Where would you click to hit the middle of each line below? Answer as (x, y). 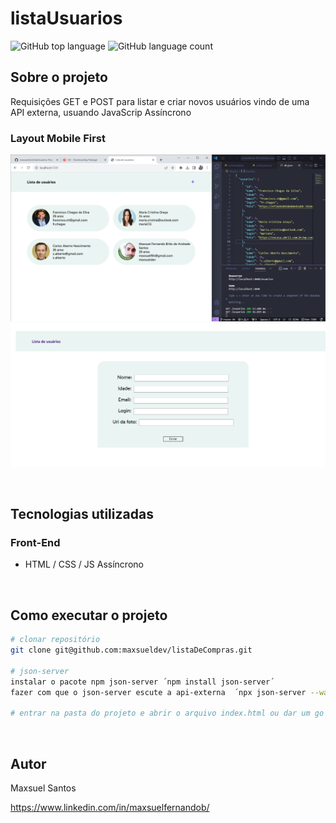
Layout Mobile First (58, 138)
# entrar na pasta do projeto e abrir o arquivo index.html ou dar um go (167, 713)
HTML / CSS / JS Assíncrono (84, 564)
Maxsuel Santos (43, 788)
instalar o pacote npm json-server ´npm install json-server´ (142, 682)
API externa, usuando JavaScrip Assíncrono (101, 112)
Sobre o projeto (59, 77)
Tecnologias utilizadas (82, 514)
